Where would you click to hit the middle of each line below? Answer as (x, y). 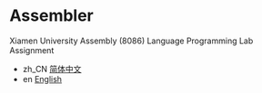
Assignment (32, 50)
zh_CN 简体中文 (52, 69)
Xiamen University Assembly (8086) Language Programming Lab (131, 41)
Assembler (51, 16)
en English (42, 79)
